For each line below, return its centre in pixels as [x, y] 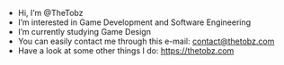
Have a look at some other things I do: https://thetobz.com [126, 51]
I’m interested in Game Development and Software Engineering [134, 22]
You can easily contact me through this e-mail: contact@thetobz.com [146, 41]
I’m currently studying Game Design [84, 32]
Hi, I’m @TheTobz [50, 13]
